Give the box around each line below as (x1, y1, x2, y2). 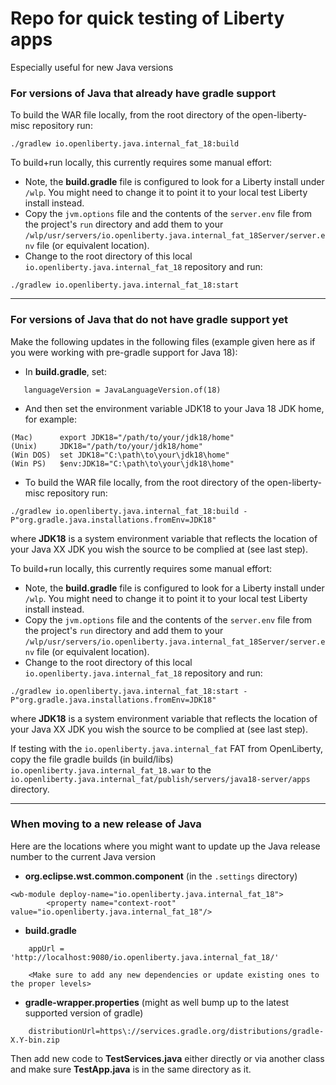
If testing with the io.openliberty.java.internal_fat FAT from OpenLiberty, (10, 742, 323, 754)
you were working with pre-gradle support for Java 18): (10, 346, 238, 358)
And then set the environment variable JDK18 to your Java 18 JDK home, (24, 402, 325, 414)
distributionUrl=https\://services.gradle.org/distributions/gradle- (28, 1026, 325, 1036)
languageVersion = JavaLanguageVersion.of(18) (23, 385, 222, 395)
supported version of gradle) (24, 1007, 144, 1019)
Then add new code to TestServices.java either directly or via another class (10, 1052, 325, 1064)
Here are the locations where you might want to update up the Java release (10, 840, 321, 852)
